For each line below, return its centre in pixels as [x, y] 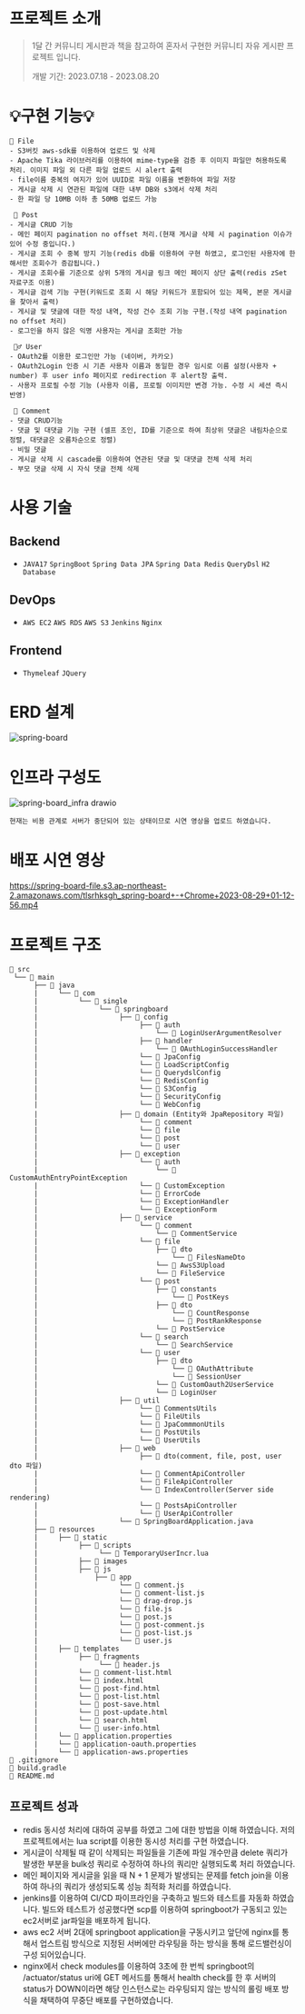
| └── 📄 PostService [129, 1329]
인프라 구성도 [55, 777]
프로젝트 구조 [55, 945]
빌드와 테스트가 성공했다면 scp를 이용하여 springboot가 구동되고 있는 [165, 1909]
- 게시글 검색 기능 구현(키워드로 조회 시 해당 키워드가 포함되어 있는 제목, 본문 [139, 292]
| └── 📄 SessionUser [138, 1377]
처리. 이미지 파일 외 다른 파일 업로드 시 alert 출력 [96, 170]
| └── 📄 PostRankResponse [147, 1321]
